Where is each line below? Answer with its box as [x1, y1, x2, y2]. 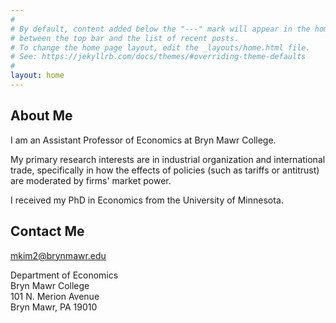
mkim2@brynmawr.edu [10, 249, 107, 261]
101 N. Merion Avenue [10, 290, 100, 302]
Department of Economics [10, 269, 119, 281]
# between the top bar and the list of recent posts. [10, 33, 240, 43]
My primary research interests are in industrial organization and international [10, 153, 326, 165]
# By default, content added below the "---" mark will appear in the [10, 24, 311, 34]
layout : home [10, 71, 65, 81]
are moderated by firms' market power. [10, 174, 172, 186]
